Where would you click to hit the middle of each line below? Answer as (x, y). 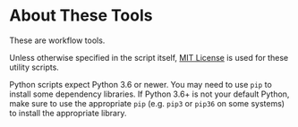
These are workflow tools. (57, 40)
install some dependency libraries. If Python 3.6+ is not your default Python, (149, 94)
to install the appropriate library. (68, 113)
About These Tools (81, 16)
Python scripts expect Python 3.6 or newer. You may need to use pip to (141, 84)
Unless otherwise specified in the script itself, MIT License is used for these (149, 57)
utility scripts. (34, 67)
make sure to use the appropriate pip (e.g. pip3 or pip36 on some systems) (147, 103)
